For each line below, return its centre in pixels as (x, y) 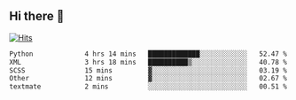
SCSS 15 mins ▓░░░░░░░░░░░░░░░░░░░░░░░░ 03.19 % (148, 70)
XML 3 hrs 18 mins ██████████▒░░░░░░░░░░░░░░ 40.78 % (148, 62)
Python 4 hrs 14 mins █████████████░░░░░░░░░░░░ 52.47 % (148, 54)
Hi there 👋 (37, 16)
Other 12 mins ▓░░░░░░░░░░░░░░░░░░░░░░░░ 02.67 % (148, 79)
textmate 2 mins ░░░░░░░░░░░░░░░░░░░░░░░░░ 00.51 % (148, 87)
